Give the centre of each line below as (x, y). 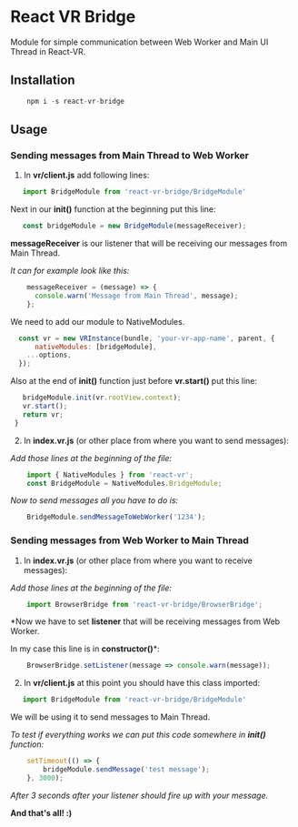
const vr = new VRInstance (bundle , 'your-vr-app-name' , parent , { (147, 338)
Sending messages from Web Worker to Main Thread (129, 540)
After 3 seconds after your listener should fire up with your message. (139, 795)
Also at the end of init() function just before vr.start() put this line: (134, 381)
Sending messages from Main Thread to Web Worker (129, 155)
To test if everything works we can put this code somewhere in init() (138, 735)
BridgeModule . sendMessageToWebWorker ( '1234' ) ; (116, 517)
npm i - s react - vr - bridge (76, 101)
